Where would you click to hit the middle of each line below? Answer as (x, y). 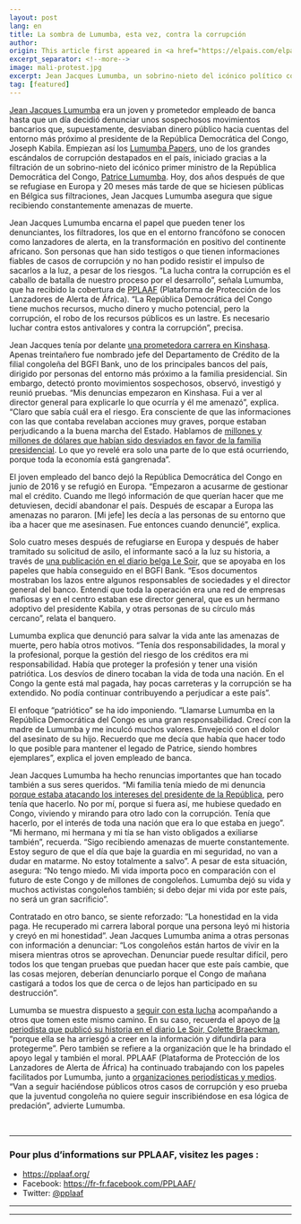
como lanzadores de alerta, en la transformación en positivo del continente (148, 241)
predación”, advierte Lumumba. (67, 1106)
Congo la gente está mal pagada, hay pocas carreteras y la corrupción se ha (150, 683)
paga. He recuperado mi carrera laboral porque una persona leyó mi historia (150, 926)
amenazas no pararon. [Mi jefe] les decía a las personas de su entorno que (147, 515)
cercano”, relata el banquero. (63, 618)
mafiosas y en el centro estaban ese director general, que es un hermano (145, 599)
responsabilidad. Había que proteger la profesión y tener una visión (133, 664)
